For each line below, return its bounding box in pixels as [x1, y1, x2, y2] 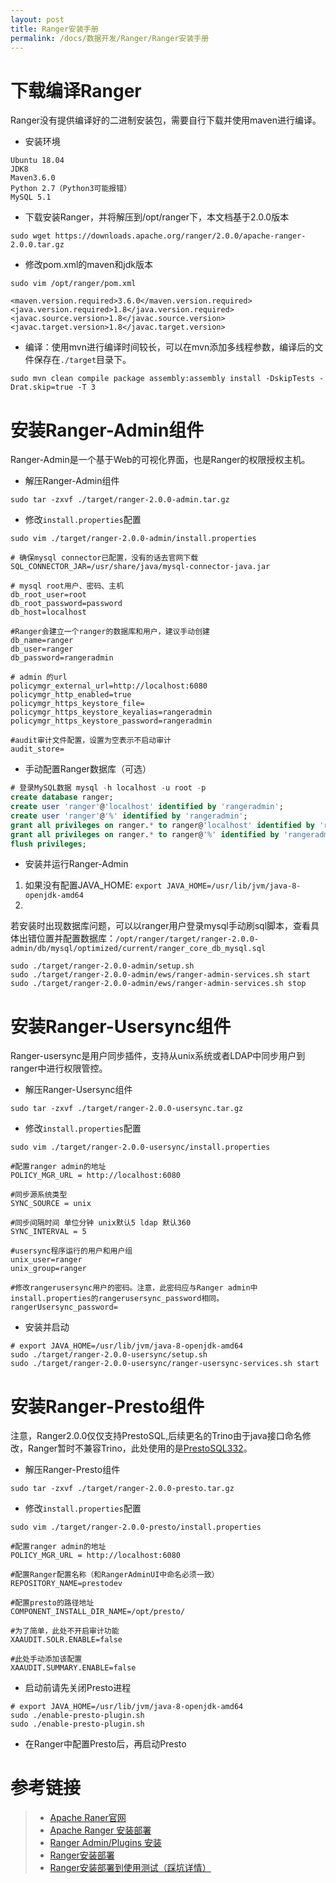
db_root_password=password [10, 599, 123, 609]
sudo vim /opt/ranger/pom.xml [10, 279, 137, 289]
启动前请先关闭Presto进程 [24, 1682, 132, 1694]
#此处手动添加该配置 [10, 1654, 83, 1665]
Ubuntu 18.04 [10, 156, 65, 166]
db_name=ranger [10, 636, 74, 646]
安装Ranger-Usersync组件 [10, 1015, 232, 1038]
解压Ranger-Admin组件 [24, 475, 120, 487]
